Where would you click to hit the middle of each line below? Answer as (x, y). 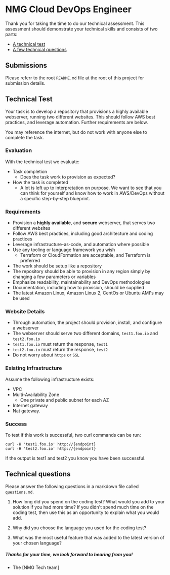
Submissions (26, 65)
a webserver (26, 328)
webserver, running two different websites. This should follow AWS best (80, 117)
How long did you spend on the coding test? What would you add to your (89, 501)
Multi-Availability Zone (36, 395)
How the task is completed (40, 182)
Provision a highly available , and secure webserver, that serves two (84, 223)
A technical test (29, 44)
